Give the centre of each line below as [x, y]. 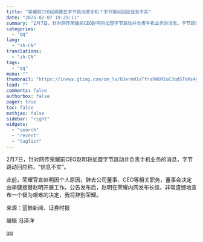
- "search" [25, 130]
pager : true [21, 102]
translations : [24, 51]
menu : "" [17, 74]
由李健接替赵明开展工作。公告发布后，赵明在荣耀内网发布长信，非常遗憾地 [99, 187]
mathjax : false [25, 113]
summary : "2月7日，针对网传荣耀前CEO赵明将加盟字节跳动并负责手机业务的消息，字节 [98, 23]
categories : [21, 29]
